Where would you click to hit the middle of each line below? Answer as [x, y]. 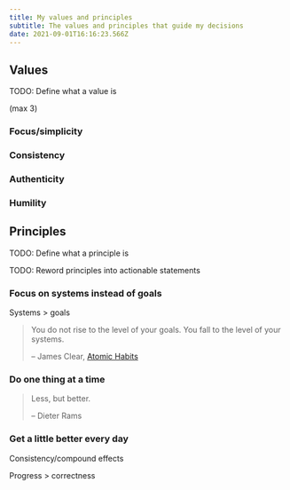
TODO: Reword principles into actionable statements [105, 270]
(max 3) [24, 108]
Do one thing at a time [57, 379]
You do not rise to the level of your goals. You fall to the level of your [156, 329]
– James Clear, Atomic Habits [85, 356]
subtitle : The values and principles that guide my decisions [126, 26]
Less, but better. [61, 399]
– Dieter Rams [56, 416]
